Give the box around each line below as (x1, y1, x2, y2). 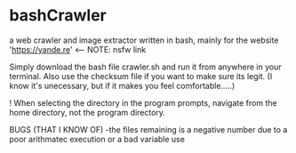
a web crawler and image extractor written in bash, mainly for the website (9, 35, 279, 45)
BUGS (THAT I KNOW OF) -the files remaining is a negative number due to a (9, 124, 288, 134)
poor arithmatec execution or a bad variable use (9, 133, 185, 144)
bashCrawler (9, 5, 107, 26)
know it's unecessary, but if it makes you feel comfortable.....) (9, 80, 236, 91)
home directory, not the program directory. (9, 107, 166, 117)
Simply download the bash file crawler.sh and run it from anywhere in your (9, 61, 282, 72)
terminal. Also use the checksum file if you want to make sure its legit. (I (9, 70, 273, 81)
